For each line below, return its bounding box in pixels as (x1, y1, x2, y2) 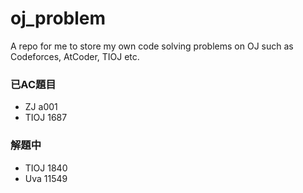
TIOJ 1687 (24, 112, 68, 124)
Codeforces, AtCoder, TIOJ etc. (10, 50, 140, 62)
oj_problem (10, 7, 107, 30)
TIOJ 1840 (24, 162, 68, 174)
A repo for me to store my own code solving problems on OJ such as (10, 40, 294, 52)
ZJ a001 (24, 101, 58, 113)
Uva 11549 (24, 172, 68, 184)
